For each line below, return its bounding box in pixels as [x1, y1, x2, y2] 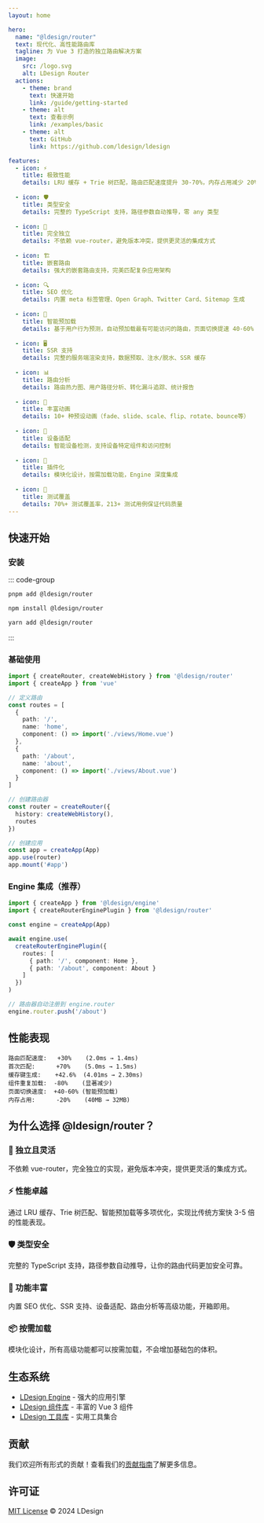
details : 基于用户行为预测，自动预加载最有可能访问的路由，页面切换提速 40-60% [22, 325, 254, 332]
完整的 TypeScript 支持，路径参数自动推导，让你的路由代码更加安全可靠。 [8, 1261, 247, 1270]
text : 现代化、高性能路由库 [15, 40, 96, 48]
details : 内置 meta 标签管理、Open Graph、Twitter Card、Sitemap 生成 [22, 295, 245, 303]
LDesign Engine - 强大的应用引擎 [19, 1393, 126, 1402]
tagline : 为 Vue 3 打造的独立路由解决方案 [15, 48, 142, 56]
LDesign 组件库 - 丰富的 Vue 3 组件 [19, 1402, 134, 1411]
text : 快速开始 [28, 91, 75, 99]
